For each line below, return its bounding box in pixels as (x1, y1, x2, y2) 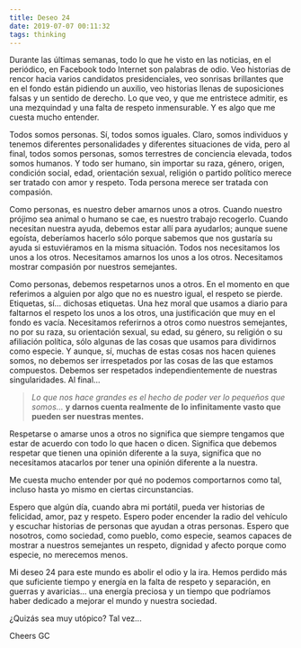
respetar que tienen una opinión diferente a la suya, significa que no (9, 447, 262, 459)
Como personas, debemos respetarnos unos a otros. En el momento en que (9, 279, 290, 290)
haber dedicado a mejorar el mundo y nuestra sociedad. (9, 596, 217, 607)
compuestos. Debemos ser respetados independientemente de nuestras (9, 365, 278, 376)
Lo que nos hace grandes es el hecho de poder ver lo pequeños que (31, 392, 286, 403)
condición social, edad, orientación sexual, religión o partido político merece (9, 167, 292, 178)
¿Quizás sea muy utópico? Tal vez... (9, 613, 142, 624)
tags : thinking (9, 30, 66, 39)
